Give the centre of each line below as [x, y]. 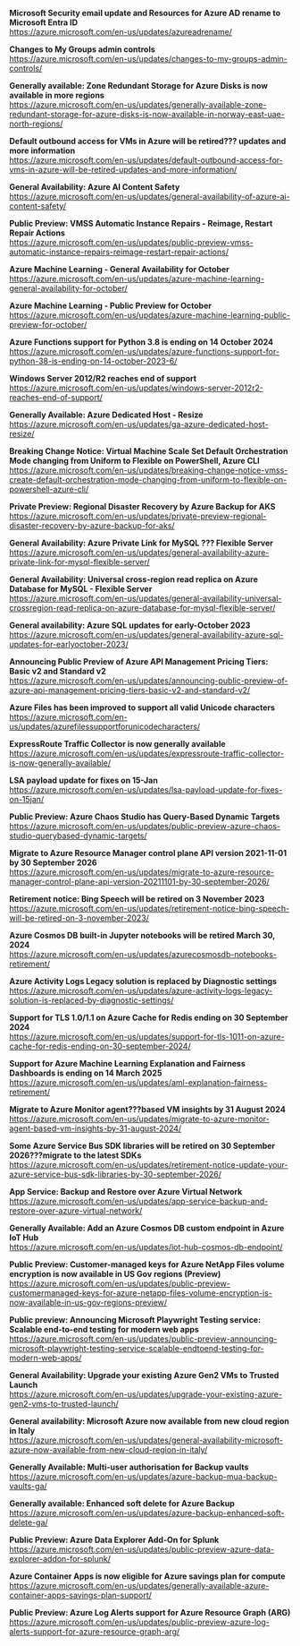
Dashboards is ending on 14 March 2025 [86, 1073]
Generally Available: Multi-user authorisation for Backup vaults [129, 1467]
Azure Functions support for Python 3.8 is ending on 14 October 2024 [142, 342]
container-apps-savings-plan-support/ [80, 1595]
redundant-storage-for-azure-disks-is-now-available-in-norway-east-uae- [147, 114]
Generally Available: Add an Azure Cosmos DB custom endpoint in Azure [147, 1228]
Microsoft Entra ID [44, 22]
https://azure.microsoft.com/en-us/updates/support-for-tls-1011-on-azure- [147, 1037]
